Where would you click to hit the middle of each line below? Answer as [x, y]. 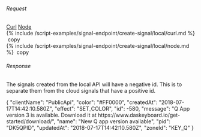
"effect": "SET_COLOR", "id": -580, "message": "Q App [122, 109]
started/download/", [31, 121]
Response [19, 66]
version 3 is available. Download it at [52, 115]
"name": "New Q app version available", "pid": [114, 121]
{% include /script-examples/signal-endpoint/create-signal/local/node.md [98, 46]
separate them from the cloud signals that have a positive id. [81, 91]
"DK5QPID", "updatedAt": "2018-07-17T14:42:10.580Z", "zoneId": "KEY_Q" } [100, 128]
